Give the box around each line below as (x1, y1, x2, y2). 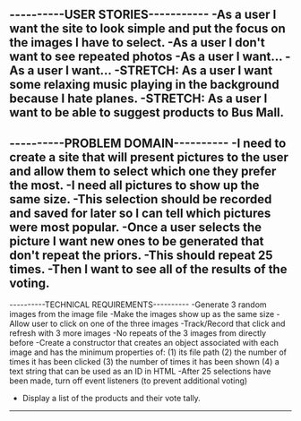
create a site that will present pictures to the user (9, 150, 289, 165)
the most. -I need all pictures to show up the (9, 177, 260, 193)
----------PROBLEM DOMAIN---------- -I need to (9, 135, 287, 150)
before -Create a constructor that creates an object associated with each (9, 338, 279, 348)
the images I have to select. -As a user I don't (9, 35, 266, 50)
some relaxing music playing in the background (9, 77, 279, 92)
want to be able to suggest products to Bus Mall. (9, 105, 285, 120)
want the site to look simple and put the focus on (9, 21, 287, 37)
